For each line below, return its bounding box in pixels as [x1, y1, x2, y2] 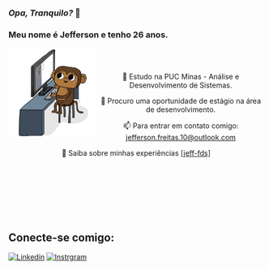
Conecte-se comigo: [8, 230, 115, 244]
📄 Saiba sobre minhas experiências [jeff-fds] [62, 148, 211, 158]
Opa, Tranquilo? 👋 [8, 7, 81, 19]
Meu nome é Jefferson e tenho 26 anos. [8, 28, 169, 40]
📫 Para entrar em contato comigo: [122, 121, 239, 131]
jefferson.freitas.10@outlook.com [125, 133, 237, 143]
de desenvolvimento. [145, 105, 216, 114]
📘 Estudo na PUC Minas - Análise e [122, 72, 240, 82]
